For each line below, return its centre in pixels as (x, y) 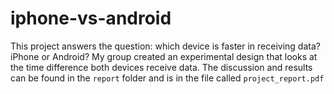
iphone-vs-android (91, 18)
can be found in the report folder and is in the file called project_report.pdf (167, 78)
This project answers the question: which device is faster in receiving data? (165, 46)
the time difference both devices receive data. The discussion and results (161, 67)
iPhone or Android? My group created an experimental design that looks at (164, 56)
